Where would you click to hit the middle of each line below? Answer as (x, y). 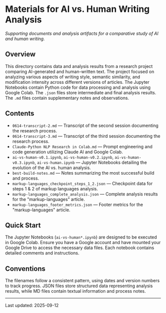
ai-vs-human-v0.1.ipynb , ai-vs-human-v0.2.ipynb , (63, 157)
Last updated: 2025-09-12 (32, 306)
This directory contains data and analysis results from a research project (79, 66)
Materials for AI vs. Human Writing (77, 9)
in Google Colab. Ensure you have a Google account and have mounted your (83, 243)
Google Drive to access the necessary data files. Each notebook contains (80, 248)
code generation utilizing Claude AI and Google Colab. (67, 152)
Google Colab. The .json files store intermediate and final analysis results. (81, 92)
